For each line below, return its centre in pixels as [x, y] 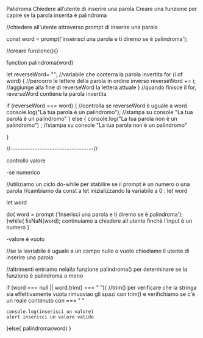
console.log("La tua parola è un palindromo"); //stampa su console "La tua [100, 112]
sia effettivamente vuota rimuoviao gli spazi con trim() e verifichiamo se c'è [101, 294]
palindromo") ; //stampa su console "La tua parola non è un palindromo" [97, 125]
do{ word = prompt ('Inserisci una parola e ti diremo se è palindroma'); [95, 214]
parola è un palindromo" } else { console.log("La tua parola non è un [92, 119]
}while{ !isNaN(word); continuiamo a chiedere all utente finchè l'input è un [99, 221]
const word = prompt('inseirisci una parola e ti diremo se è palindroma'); [97, 39]
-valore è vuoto [26, 239]
